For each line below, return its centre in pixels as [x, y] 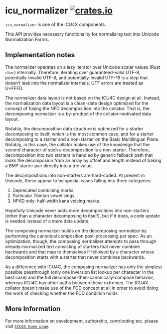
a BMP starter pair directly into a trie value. [49, 166]
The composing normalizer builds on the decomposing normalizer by [76, 230]
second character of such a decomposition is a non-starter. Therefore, [78, 150]
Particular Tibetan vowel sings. [44, 195]
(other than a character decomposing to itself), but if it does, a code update [83, 216]
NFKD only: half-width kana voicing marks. [56, 201]
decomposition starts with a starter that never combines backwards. [75, 257]
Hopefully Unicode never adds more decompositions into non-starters [77, 210]
